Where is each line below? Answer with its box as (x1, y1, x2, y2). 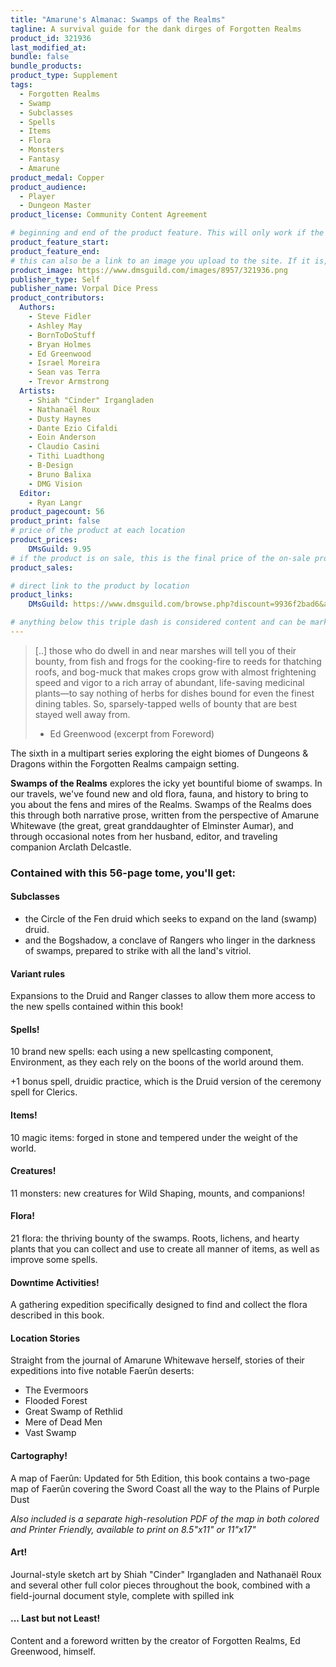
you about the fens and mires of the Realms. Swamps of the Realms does (10, 798, 312, 810)
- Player (19, 191, 56, 201)
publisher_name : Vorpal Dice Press (10, 284, 159, 294)
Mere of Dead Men (24, 1416, 103, 1428)
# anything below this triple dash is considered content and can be (10, 617, 307, 628)
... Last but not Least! (10, 1612, 101, 1625)
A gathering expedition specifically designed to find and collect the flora (10, 1299, 308, 1311)
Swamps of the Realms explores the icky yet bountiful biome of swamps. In (10, 777, 323, 789)
